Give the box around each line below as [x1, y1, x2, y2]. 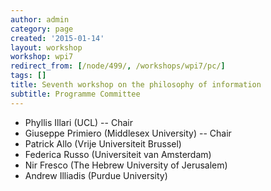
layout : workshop [10, 42, 83, 53]
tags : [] [10, 71, 47, 81]
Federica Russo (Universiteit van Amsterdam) [24, 148, 212, 160]
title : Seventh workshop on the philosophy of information [10, 80, 262, 90]
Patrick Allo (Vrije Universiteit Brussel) [24, 137, 182, 150]
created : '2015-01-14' [10, 33, 105, 43]
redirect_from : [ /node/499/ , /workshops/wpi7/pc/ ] [10, 61, 226, 71]
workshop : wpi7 [10, 52, 74, 62]
